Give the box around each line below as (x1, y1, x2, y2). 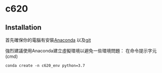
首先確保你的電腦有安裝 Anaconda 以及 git (5, 37, 91, 43)
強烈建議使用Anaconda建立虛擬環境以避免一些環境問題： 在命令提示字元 (5, 48, 157, 53)
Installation (5, 23, 42, 32)
